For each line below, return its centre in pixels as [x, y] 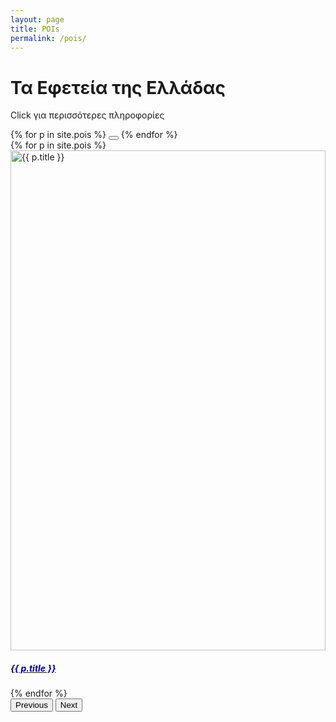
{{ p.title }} [33, 668]
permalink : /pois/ [48, 38]
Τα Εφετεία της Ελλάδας [118, 87]
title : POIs [35, 29]
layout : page [37, 19]
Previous [31, 705]
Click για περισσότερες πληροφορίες [87, 115]
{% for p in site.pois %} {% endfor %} [94, 135]
